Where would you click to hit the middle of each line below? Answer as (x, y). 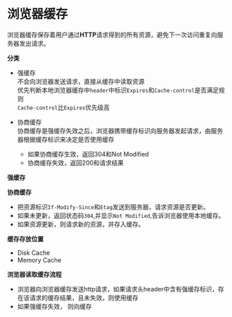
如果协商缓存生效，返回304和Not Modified (88, 154)
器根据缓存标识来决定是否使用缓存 (66, 139)
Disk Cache (33, 253)
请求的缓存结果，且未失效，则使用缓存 (84, 298)
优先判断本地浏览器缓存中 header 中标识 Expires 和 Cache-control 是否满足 (118, 90)
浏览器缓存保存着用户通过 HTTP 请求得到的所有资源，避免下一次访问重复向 (112, 35)
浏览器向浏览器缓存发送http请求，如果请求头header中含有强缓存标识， (118, 289)
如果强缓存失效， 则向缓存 (54, 306)
